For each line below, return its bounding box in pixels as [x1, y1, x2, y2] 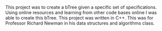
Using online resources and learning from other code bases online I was [5, 9, 157, 15]
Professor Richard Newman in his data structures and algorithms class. [5, 20, 155, 26]
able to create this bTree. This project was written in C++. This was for [5, 15, 153, 20]
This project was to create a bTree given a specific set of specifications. [5, 4, 157, 10]
